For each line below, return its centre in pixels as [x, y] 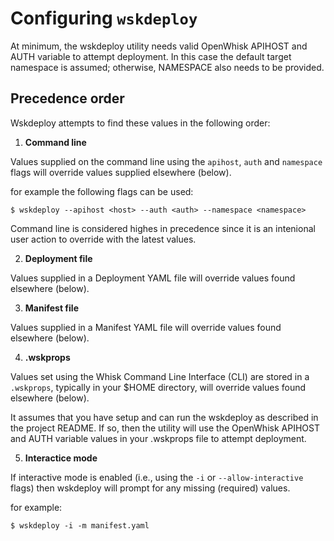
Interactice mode [61, 458]
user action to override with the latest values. [103, 239]
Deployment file [58, 258]
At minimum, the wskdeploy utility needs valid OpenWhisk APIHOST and [159, 46]
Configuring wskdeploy [104, 18]
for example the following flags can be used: [102, 191]
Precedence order [67, 98]
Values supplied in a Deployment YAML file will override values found [153, 278]
